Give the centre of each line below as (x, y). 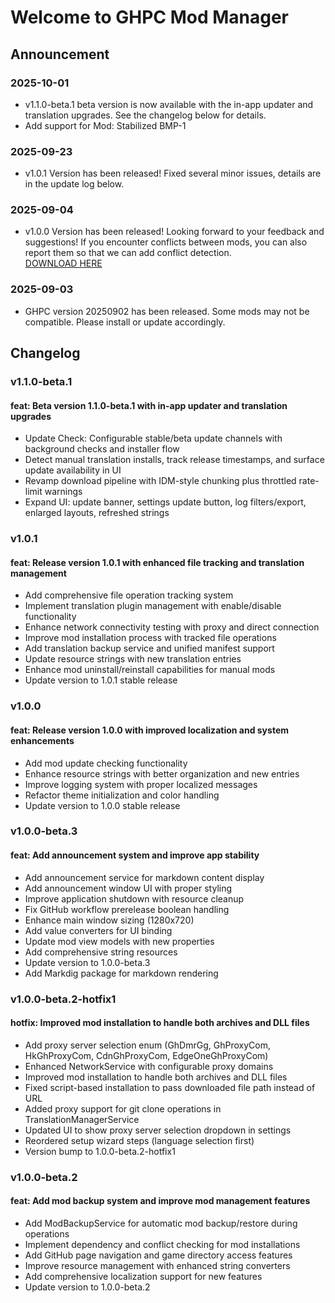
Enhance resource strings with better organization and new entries (162, 773)
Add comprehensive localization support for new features (143, 1276)
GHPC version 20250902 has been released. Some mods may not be (167, 311)
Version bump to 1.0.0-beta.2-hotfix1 (100, 1151)
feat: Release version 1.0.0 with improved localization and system (149, 730)
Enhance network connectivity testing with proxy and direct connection (172, 627)
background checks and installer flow (102, 449)
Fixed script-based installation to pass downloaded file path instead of (170, 1087)
